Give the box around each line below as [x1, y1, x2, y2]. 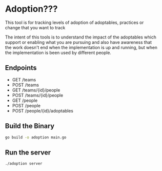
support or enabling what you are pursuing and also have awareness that [5, 39, 152, 45]
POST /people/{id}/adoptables [12, 108, 74, 114]
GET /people [12, 97, 38, 103]
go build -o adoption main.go [5, 135, 67, 140]
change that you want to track [5, 24, 65, 30]
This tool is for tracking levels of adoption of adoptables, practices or [5, 19, 144, 25]
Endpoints [5, 64, 37, 72]
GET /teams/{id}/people [12, 87, 61, 93]
